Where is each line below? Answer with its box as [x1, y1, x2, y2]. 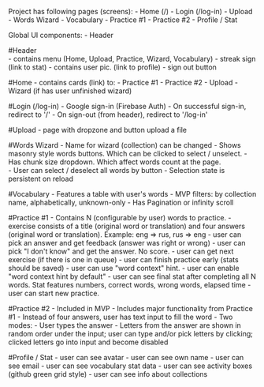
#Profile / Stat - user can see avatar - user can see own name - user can [8, 353, 244, 362]
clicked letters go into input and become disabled [8, 337, 169, 347]
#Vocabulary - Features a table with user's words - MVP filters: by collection [8, 190, 257, 198]
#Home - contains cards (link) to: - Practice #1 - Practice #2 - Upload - [8, 78, 239, 87]
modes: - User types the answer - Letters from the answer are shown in [8, 321, 242, 330]
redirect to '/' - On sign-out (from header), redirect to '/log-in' [8, 110, 208, 119]
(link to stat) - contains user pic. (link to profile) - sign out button [8, 62, 217, 72]
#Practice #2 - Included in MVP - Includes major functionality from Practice [8, 304, 254, 313]
